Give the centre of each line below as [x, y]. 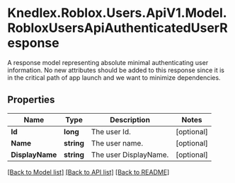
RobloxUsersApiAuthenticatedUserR [117, 28]
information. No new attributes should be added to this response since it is [116, 70]
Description [130, 119]
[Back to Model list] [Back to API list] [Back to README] [88, 172]
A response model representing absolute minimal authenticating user [108, 62]
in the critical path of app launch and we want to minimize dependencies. [114, 77]
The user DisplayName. [130, 155]
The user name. [117, 143]
